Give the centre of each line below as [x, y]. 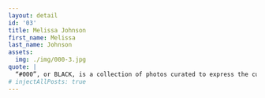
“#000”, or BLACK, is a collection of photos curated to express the [132, 74]
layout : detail [33, 15]
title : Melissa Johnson [47, 30]
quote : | [22, 67]
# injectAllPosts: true [47, 81]
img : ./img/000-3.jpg [51, 60]
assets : [21, 52]
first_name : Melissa [42, 38]
